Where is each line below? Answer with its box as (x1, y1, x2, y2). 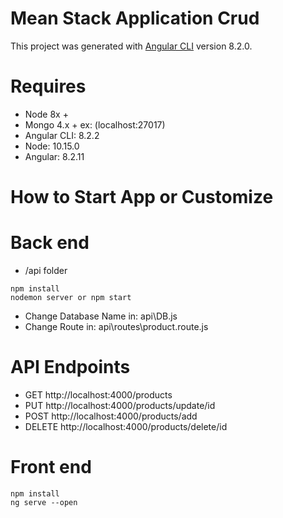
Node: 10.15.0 (24, 140, 80, 152)
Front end (10, 456, 92, 479)
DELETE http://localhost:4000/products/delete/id (24, 420, 228, 432)
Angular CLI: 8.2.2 (24, 129, 100, 141)
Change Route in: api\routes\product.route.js (24, 321, 209, 332)
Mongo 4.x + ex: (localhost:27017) (24, 118, 166, 131)
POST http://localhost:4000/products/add (24, 410, 198, 422)
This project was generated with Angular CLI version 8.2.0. (10, 40, 253, 52)
